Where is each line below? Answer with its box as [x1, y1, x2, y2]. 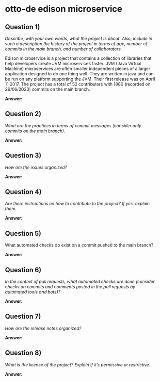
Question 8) [5, 349, 42, 357]
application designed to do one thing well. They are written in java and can [5, 71, 154, 76]
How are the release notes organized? [5, 325, 81, 331]
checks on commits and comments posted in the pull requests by [5, 284, 136, 290]
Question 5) [5, 229, 41, 238]
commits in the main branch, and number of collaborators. [5, 46, 122, 52]
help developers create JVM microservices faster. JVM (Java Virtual [5, 61, 142, 66]
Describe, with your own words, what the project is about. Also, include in [5, 35, 153, 41]
